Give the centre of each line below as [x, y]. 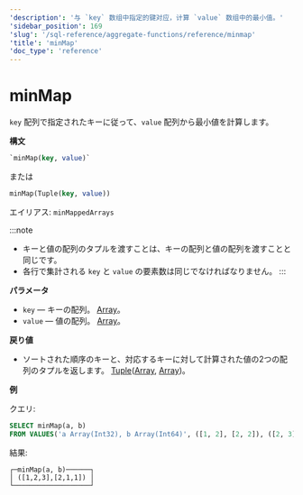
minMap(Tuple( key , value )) [60, 193]
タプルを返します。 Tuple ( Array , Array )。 [115, 370]
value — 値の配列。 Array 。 [74, 320]
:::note [21, 230]
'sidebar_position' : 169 [56, 26]
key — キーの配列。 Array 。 [74, 309]
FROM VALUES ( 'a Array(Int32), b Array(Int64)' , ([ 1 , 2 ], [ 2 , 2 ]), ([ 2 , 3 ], [155, 434]
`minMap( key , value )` [50, 159]
